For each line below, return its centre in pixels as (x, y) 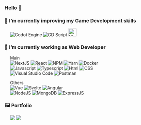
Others (17, 83)
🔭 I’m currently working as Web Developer (55, 47)
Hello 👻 (13, 8)
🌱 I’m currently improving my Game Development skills (70, 20)
